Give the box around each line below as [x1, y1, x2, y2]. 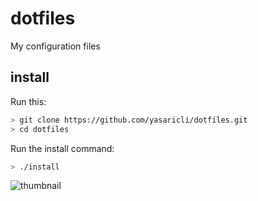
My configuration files [10, 40, 101, 52]
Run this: [10, 95, 47, 107]
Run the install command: [10, 142, 115, 154]
